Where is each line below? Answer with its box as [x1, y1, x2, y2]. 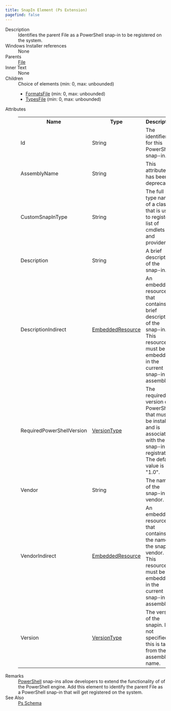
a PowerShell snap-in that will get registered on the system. [18, 689, 143, 695]
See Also [5, 694, 24, 701]
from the [146, 647, 166, 654]
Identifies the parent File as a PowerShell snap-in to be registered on [18, 32, 162, 38]
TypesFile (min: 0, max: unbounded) [25, 96, 101, 102]
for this [146, 139, 163, 146]
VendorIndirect [20, 552, 56, 559]
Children [5, 75, 23, 81]
